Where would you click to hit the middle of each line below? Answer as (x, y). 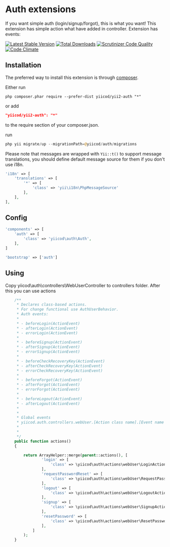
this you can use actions (31, 291)
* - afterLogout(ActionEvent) (48, 404)
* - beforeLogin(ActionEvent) (48, 323)
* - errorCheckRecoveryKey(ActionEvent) (59, 371)
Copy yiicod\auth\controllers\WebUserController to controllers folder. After (83, 285)
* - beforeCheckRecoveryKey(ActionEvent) (61, 361)
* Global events (34, 418)
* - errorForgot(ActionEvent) (48, 389)
